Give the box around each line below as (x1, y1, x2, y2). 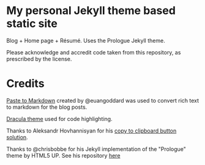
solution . (6, 133, 29, 141)
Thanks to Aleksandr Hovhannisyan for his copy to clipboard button (6, 127, 177, 134)
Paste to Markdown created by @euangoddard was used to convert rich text (6, 97, 199, 104)
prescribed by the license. (6, 55, 72, 62)
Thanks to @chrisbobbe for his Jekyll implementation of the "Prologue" (6, 145, 187, 153)
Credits (6, 77, 45, 90)
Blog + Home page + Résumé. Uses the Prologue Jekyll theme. (6, 37, 165, 44)
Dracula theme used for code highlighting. (6, 115, 113, 122)
